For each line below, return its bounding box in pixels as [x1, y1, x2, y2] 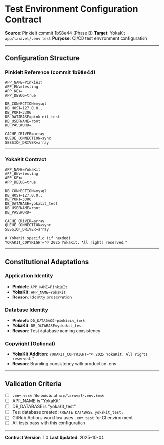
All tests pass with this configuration [12, 420, 85, 426]
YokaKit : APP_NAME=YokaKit [12, 289, 66, 295]
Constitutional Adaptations [5, 258, 89, 266]
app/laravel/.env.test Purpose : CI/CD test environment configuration [5, 35, 147, 41]
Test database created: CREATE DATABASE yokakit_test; [12, 409, 123, 415]
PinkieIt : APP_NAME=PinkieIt [12, 283, 68, 290]
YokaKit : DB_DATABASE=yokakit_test [12, 322, 84, 328]
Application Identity [5, 272, 53, 279]
